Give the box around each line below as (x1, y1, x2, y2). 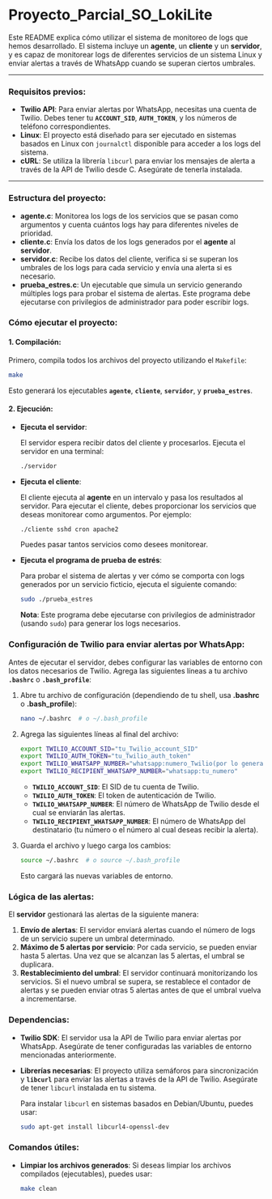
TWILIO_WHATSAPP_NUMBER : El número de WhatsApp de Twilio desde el (32, 799, 260, 809)
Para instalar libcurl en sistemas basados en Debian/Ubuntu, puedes (19, 1099, 253, 1108)
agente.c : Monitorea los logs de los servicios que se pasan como (19, 210, 239, 220)
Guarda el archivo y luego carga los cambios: (19, 840, 172, 851)
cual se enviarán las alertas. (32, 808, 125, 818)
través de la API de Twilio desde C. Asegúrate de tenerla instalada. (19, 164, 243, 175)
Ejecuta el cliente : (19, 476, 82, 487)
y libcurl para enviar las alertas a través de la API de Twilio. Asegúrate (19, 1074, 258, 1084)
